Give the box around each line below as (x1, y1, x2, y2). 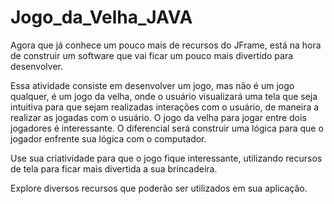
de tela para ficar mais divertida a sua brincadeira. (10, 162, 218, 175)
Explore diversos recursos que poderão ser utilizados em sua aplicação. (10, 182, 308, 194)
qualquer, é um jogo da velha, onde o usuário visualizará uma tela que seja (10, 90, 318, 102)
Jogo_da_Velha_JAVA (10, 6, 193, 29)
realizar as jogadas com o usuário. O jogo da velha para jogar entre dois (10, 111, 307, 123)
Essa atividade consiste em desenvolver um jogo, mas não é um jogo (10, 79, 295, 91)
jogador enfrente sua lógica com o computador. (10, 132, 207, 145)
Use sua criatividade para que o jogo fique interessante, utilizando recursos (10, 152, 323, 164)
